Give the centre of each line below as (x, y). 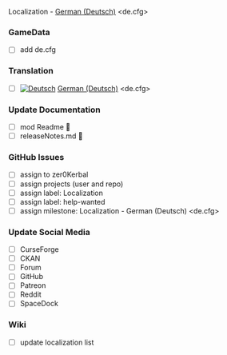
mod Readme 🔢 (45, 127)
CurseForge (39, 249)
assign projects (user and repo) (72, 184)
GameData (29, 32)
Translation (31, 71)
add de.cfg (38, 50)
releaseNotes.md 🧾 (52, 136)
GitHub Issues (36, 158)
